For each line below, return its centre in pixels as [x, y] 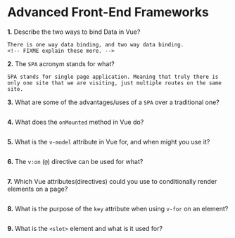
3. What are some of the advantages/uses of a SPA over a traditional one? [113, 102]
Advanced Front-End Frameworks [108, 12]
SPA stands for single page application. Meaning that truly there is [113, 77]
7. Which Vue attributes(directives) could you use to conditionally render [112, 181]
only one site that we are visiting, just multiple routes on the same [114, 83]
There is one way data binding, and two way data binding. [96, 44]
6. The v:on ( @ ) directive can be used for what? [75, 161]
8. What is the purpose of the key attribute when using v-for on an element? [118, 208]
